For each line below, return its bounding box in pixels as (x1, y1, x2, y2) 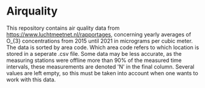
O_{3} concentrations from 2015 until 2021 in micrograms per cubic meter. (6, 37, 193, 44)
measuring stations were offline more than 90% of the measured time (6, 56, 182, 64)
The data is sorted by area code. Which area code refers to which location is (6, 44, 199, 51)
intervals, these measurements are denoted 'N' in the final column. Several (6, 63, 195, 70)
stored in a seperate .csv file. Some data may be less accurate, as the (6, 50, 182, 57)
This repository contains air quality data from (6, 24, 120, 32)
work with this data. (6, 76, 56, 83)
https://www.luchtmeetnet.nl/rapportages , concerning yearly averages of (6, 30, 192, 38)
